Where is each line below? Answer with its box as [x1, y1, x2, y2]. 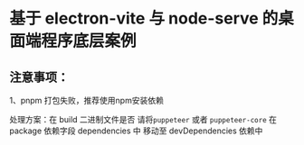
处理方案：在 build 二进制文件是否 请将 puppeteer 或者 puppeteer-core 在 [9, 114, 278, 124]
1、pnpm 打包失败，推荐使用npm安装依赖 [9, 95, 165, 105]
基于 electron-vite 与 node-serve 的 [9, 8, 279, 29]
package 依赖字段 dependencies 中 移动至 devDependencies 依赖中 [9, 125, 263, 136]
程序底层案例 [41, 31, 138, 51]
